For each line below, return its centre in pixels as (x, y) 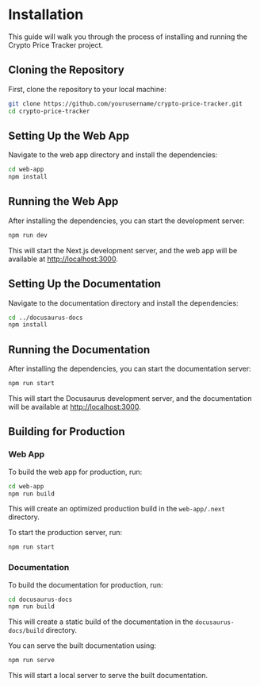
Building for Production (67, 432)
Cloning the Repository (66, 70)
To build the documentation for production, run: (86, 584)
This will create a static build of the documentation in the (101, 622)
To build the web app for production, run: (75, 472)
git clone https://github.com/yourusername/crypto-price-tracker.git (126, 104)
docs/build (26, 631)
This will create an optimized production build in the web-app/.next (117, 509)
